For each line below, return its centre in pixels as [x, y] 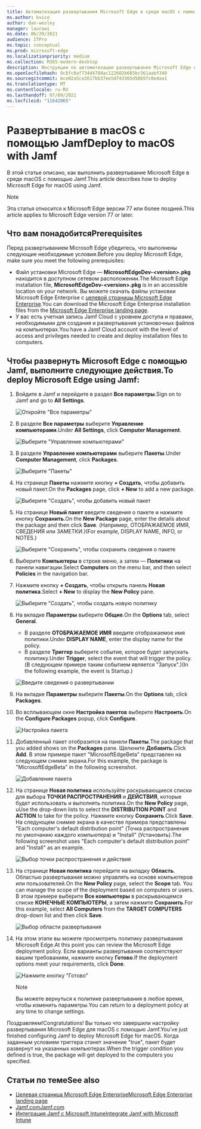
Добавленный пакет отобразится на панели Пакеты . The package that [104, 742]
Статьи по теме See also [53, 1080]
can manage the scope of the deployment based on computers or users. [104, 890]
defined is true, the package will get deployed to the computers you [90, 1055]
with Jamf [32, 156]
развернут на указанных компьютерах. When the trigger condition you [95, 1049]
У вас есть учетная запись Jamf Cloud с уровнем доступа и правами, [104, 317]
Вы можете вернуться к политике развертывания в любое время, [100, 999]
